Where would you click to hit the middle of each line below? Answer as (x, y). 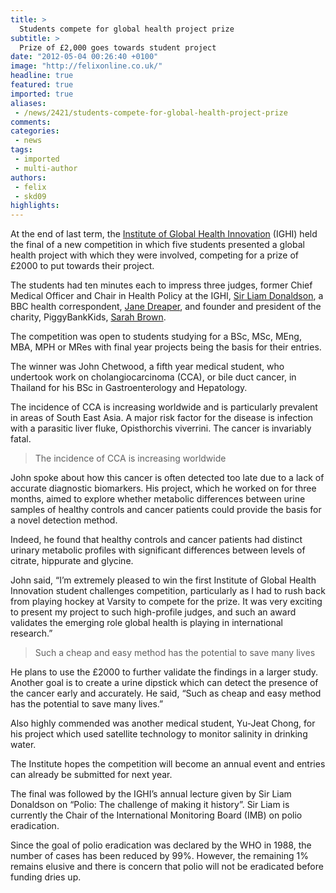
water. (23, 745)
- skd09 (30, 196)
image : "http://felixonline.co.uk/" (86, 66)
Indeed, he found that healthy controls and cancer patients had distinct (156, 540)
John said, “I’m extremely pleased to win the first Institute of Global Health (163, 580)
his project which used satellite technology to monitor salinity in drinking (159, 734)
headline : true (42, 76)
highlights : (35, 206)
